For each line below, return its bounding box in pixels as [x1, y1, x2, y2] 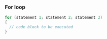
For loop [5, 4, 26, 11]
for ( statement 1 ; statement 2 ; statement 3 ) [5, 15, 102, 20]
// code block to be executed [9, 24, 73, 30]
